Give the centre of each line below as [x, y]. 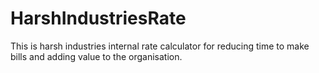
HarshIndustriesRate [98, 18]
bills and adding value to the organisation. [96, 56]
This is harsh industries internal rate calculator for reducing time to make [160, 46]
